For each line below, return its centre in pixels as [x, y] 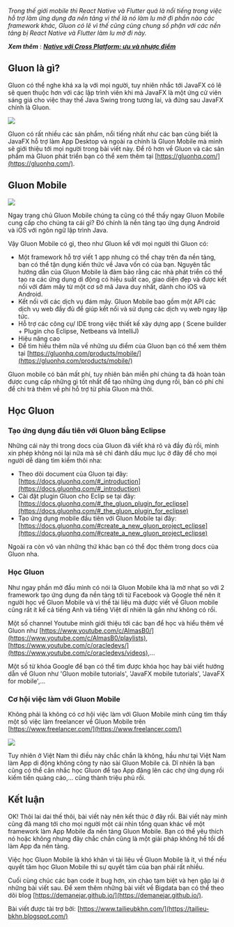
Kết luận [26, 800]
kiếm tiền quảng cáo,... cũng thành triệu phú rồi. [77, 777]
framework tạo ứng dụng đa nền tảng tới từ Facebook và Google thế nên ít [115, 595]
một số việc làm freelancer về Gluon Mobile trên [77, 722]
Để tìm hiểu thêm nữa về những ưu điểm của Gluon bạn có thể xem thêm [122, 345]
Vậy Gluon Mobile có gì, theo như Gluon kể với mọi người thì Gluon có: [108, 243]
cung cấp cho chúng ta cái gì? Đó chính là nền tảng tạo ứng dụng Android [114, 222]
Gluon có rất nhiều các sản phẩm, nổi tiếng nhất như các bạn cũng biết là [113, 134]
